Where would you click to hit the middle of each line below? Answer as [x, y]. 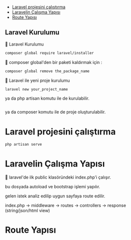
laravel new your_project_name [36, 89]
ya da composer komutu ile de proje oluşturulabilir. [55, 112]
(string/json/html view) [28, 210]
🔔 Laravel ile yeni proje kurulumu [37, 80]
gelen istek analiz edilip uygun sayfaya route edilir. [55, 196]
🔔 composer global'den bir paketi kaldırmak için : [54, 62]
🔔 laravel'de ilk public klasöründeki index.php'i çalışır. [58, 177]
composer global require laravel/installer [50, 53]
